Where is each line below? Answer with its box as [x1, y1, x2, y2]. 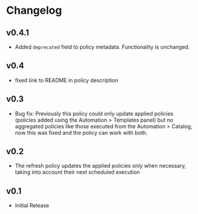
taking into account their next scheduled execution [14, 168, 141, 176]
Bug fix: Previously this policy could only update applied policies [14, 110, 173, 117]
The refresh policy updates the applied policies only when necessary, [14, 162, 187, 170]
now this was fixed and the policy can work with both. [14, 129, 148, 136]
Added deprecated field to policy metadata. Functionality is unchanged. [14, 43, 190, 50]
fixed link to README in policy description [14, 76, 118, 84]
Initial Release [14, 202, 50, 209]
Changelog [6, 4, 62, 17]
